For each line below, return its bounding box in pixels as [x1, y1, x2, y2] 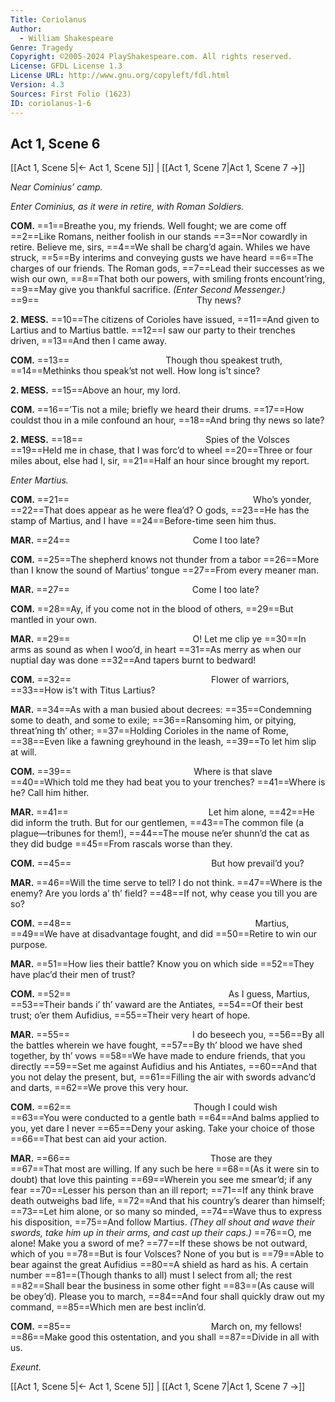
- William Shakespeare [19, 33, 114, 43]
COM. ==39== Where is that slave [10, 766, 273, 778]
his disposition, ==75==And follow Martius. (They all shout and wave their [10, 1216, 316, 1228]
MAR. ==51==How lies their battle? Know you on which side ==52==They [10, 958, 315, 970]
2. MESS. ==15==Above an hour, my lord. [10, 384, 181, 396]
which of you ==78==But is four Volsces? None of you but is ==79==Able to [10, 1248, 325, 1260]
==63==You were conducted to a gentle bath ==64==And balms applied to [10, 1112, 320, 1124]
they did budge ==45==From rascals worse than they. [10, 838, 233, 850]
